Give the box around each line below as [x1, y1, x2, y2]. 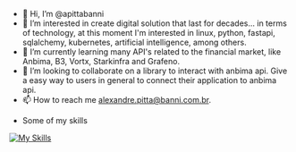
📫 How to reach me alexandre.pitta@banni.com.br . [21, 95, 212, 105]
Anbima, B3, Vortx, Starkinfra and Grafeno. [21, 56, 181, 66]
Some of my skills [21, 115, 88, 125]
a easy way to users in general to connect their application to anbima [21, 75, 277, 85]
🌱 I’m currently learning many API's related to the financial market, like [21, 46, 282, 57]
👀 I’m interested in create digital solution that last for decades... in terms [21, 18, 288, 29]
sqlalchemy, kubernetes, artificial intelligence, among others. [21, 37, 248, 47]
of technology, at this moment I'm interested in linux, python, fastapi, [21, 28, 275, 38]
